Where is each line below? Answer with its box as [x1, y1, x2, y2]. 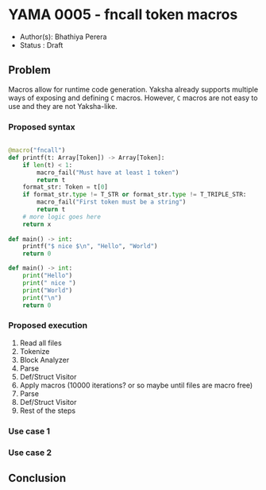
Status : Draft [19, 40, 64, 49]
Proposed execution [8, 320, 88, 331]
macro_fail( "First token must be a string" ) [37, 198, 187, 206]
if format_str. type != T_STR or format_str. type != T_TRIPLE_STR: [22, 191, 247, 199]
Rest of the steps [19, 406, 76, 415]
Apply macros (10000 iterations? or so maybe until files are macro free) [19, 380, 253, 390]
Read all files [19, 338, 62, 348]
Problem [8, 64, 52, 77]
